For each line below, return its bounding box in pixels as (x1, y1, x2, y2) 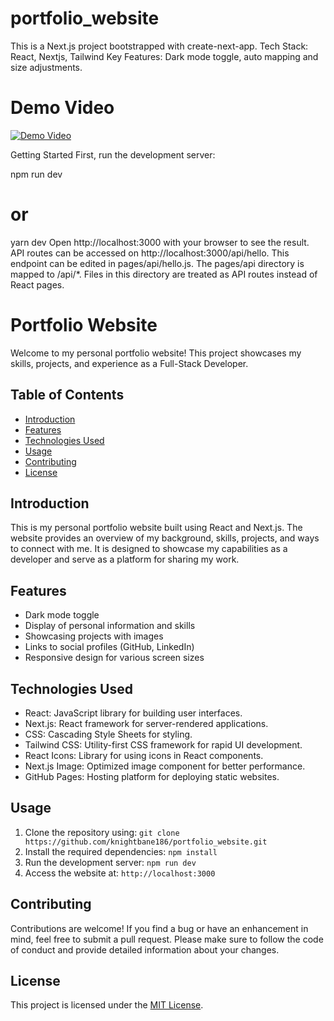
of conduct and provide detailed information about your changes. (10, 943, 280, 956)
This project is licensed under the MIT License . (10, 999, 204, 1011)
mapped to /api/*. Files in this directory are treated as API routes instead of (10, 268, 318, 280)
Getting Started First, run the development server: (10, 148, 216, 161)
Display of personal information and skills (24, 620, 196, 632)
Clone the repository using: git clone (24, 826, 180, 838)
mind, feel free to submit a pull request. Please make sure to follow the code (10, 933, 324, 945)
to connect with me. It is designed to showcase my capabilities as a (10, 543, 288, 555)
